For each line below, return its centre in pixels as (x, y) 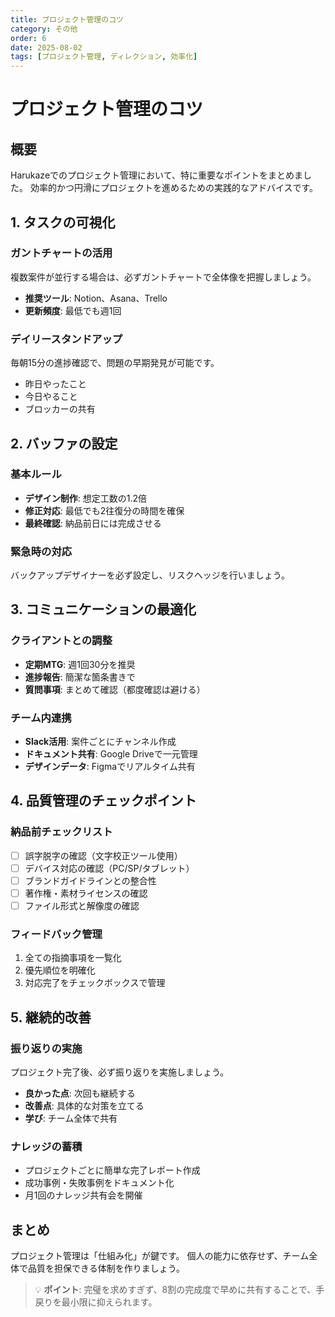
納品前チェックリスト (61, 832)
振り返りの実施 (46, 1048)
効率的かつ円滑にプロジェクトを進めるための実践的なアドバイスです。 (174, 188)
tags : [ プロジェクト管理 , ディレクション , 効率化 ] (104, 57)
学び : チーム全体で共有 (71, 1118)
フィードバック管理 (56, 934)
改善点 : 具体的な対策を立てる (84, 1106)
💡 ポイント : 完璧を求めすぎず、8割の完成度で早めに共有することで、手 (179, 1290)
